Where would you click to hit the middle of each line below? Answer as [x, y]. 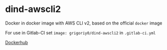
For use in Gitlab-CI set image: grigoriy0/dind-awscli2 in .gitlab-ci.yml [81, 32]
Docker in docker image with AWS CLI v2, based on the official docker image [84, 23]
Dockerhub [17, 42]
